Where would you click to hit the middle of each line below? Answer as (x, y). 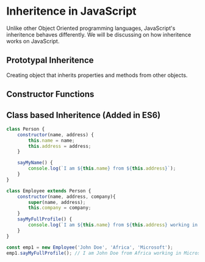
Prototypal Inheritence (50, 60)
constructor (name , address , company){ (67, 197)
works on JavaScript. (33, 41)
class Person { (26, 129)
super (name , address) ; (57, 202)
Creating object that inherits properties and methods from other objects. (97, 75)
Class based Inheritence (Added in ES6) (83, 115)
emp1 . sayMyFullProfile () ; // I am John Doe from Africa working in (94, 253)
